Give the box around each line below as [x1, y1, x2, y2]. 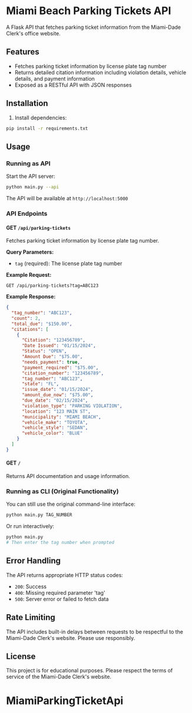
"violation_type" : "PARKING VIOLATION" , [21, 403, 123, 409]
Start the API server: [6, 173, 55, 180]
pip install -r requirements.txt [6, 125, 88, 131]
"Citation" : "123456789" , [21, 337, 85, 343]
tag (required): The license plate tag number [14, 260, 123, 267]
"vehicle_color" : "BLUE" [21, 430, 83, 436]
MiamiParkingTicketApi [6, 694, 124, 707]
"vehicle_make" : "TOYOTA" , [21, 419, 88, 425]
